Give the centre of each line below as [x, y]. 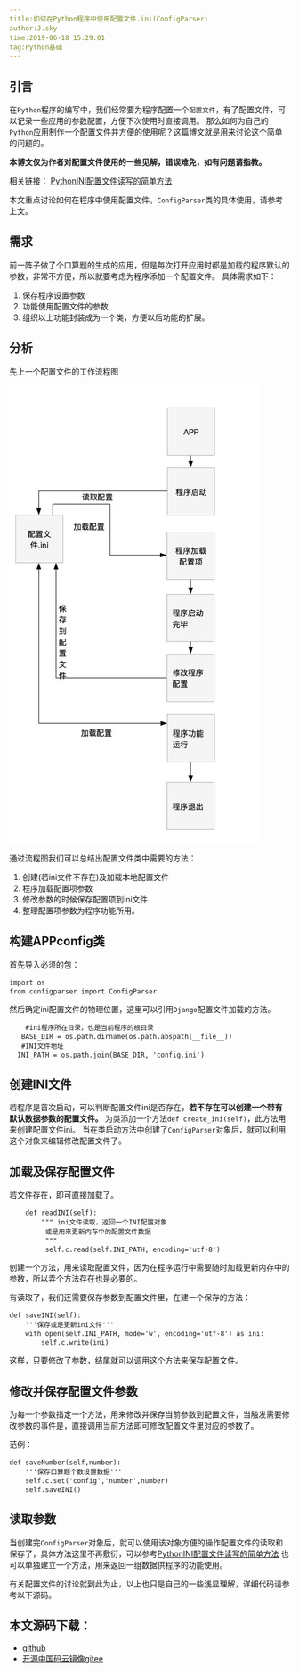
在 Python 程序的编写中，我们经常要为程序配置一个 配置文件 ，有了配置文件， [144, 110]
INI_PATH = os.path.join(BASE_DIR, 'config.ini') [111, 1055]
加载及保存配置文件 [62, 1171]
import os [28, 982]
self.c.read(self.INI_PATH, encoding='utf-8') [133, 1250]
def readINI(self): [61, 1213]
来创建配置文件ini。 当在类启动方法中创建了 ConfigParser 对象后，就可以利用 [148, 1130]
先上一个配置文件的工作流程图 [64, 371]
